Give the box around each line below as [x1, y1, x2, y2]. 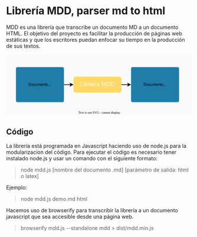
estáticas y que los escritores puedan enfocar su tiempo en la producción [6, 36, 185, 43]
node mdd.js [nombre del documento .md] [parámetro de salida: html [20, 166, 189, 173]
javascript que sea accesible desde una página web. [6, 213, 134, 220]
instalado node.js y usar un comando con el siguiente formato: [6, 155, 158, 162]
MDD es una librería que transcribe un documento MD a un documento [6, 24, 179, 31]
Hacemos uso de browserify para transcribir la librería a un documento [6, 207, 179, 214]
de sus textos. [6, 42, 41, 50]
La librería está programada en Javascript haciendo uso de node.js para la [6, 143, 187, 150]
